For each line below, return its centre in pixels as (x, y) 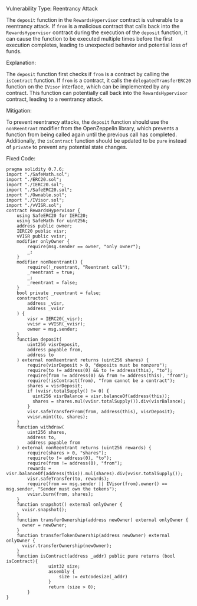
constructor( (33, 298)
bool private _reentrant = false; (59, 293)
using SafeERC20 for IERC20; (52, 216)
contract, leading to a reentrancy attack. (55, 99)
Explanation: (21, 62)
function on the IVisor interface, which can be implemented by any (88, 87)
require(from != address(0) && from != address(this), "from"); (108, 376)
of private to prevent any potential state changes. (67, 147)
